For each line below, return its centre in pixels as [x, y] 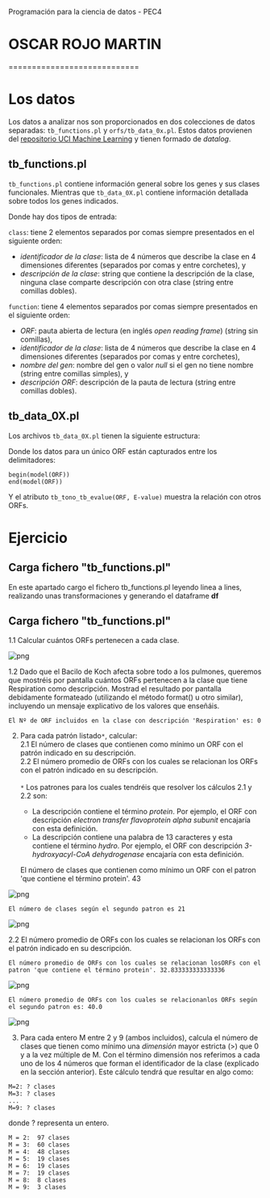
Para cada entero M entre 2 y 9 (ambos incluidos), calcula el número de [139, 1038]
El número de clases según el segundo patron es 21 [97, 909]
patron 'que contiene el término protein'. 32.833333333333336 [117, 970]
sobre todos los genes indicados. [64, 200]
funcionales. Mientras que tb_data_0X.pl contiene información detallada [128, 192]
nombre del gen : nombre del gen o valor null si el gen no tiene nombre [137, 365]
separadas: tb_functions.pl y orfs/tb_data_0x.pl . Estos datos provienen [130, 130]
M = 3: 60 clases [39, 1145]
